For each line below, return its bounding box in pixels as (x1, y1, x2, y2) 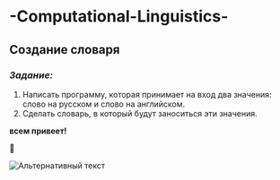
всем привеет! (9, 125, 67, 136)
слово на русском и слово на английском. (22, 99, 186, 109)
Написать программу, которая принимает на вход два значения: (22, 89, 272, 99)
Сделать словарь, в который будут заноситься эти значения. (22, 107, 258, 118)
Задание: (9, 69, 54, 81)
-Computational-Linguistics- (9, 6, 229, 27)
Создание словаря (9, 42, 120, 57)
